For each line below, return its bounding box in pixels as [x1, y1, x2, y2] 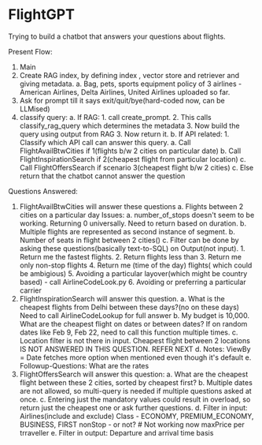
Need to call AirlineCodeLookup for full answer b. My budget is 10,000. [19, 310, 250, 320]
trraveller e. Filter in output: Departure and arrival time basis [19, 428, 214, 437]
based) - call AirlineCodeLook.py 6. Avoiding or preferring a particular [19, 277, 246, 286]
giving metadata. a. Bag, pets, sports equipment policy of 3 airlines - [19, 79, 242, 88]
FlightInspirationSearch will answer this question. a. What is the [19, 294, 226, 303]
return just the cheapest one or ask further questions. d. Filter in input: [19, 402, 248, 412]
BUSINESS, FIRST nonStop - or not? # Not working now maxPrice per [19, 420, 245, 429]
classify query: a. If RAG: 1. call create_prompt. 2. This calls [19, 112, 212, 122]
